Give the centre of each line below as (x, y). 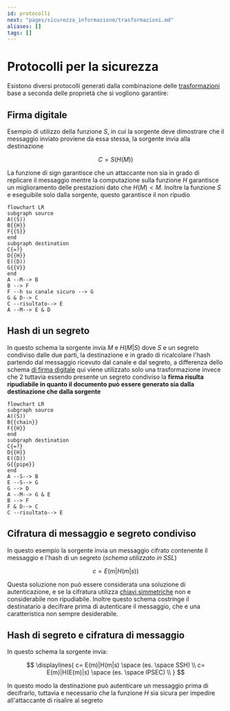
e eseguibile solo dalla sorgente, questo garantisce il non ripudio (99, 195)
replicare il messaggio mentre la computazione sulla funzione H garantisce (113, 180)
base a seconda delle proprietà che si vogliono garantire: (88, 93)
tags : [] (20, 33)
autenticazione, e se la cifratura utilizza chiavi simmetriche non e (99, 591)
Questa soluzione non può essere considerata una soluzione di (96, 584)
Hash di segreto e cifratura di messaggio (96, 636)
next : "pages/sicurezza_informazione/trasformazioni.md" (91, 20)
